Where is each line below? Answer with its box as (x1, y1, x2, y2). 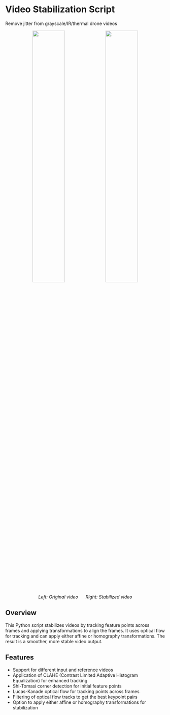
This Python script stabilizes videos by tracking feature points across (5, 622, 150, 628)
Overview (5, 608, 37, 617)
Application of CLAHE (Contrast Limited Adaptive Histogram (12, 672, 139, 678)
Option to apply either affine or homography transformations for (12, 699, 146, 705)
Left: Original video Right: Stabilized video (38, 594, 132, 600)
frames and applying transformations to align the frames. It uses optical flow (5, 627, 165, 633)
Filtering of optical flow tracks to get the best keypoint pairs (12, 694, 138, 700)
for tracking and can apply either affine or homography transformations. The (5, 633, 165, 639)
